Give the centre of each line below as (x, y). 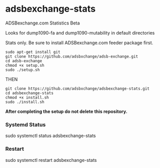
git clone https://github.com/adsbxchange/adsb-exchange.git (72, 57)
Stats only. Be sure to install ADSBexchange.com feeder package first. (79, 43)
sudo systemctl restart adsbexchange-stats (51, 160)
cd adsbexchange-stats (29, 93)
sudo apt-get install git (33, 52)
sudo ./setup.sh (22, 70)
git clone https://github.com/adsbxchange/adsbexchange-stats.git (77, 89)
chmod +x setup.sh (25, 65)
